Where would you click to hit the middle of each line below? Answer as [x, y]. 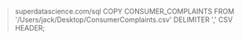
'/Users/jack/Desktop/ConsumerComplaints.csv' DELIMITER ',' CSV [124, 20]
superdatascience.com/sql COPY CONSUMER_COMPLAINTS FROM [125, 11]
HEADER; [30, 28]
